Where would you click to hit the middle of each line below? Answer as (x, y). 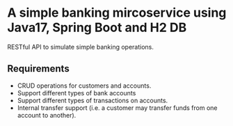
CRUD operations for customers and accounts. (84, 86)
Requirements (38, 69)
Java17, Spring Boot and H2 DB (97, 27)
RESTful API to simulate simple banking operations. (81, 47)
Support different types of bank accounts (77, 93)
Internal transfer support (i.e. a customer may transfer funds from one (117, 108)
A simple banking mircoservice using (117, 13)
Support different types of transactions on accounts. (93, 100)
